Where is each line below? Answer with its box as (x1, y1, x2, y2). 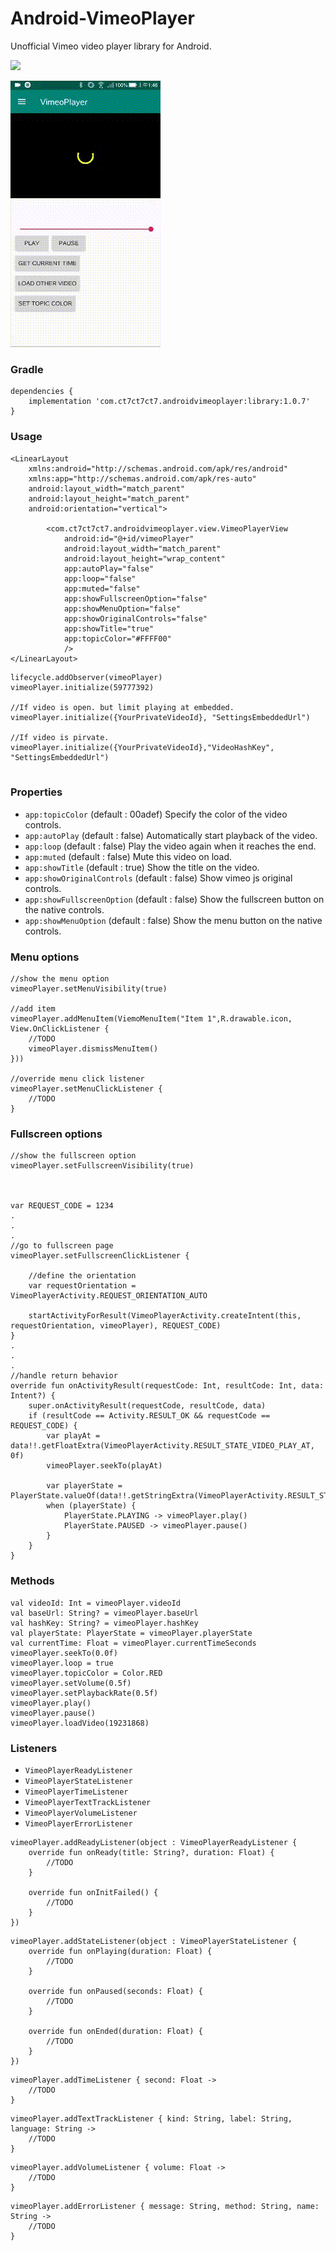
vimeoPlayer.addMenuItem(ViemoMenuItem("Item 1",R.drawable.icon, (10, 1014, 293, 1024)
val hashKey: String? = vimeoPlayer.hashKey (10, 1618, 199, 1628)
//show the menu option (10, 974, 110, 984)
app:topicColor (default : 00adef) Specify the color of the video (24, 808, 288, 820)
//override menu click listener (10, 1074, 145, 1084)
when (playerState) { (46, 1501, 137, 1511)
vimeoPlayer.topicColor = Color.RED (10, 1668, 163, 1678)
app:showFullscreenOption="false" (63, 593, 208, 604)
